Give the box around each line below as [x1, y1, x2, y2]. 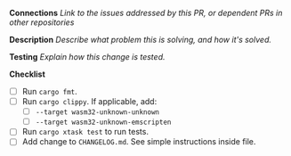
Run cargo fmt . [21, 86, 77, 96]
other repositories [9, 17, 75, 28]
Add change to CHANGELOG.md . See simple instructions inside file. [21, 136, 256, 147]
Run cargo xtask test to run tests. [21, 127, 150, 137]
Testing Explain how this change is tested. [9, 52, 166, 62]
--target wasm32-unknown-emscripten [35, 118, 172, 127]
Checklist [9, 69, 46, 79]
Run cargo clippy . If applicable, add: [21, 96, 158, 107]
